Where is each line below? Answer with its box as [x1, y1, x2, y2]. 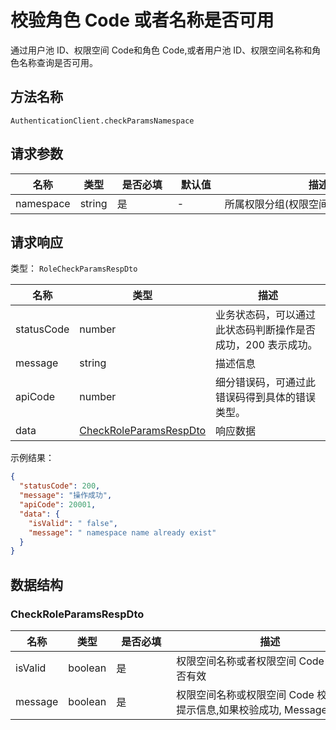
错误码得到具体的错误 [215, 391, 317, 405]
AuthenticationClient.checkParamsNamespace [10, 116, 195, 126]
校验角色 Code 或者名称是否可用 [10, 9, 275, 32]
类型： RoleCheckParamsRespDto [10, 262, 138, 275]
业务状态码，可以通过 [215, 308, 317, 322]
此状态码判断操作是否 [215, 323, 317, 337]
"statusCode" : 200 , [19, 481, 101, 491]
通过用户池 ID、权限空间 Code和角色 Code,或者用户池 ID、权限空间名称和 [10, 44, 313, 56]
